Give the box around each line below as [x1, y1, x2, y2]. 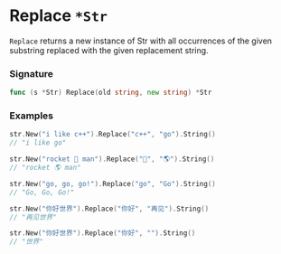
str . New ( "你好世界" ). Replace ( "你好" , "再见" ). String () [9, 204, 210, 213]
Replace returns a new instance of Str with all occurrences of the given [9, 35, 273, 46]
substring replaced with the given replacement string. [9, 44, 210, 55]
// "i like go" [9, 138, 67, 147]
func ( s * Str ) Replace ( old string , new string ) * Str [9, 88, 212, 98]
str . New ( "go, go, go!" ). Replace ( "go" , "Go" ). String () [9, 179, 217, 188]
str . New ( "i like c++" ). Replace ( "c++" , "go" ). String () [9, 130, 217, 139]
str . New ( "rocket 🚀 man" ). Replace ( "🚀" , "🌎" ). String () [9, 155, 215, 164]
